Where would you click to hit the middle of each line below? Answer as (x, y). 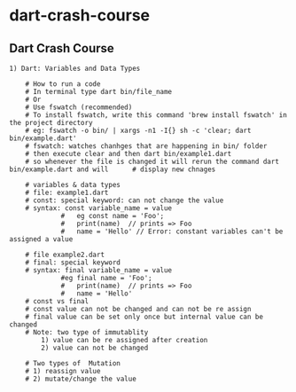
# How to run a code (63, 84)
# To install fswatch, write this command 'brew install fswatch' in (156, 115)
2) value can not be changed (95, 348)
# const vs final (57, 302)
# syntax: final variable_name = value (99, 270)
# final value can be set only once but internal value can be (144, 317)
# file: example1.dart (67, 192)
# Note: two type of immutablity (87, 333)
